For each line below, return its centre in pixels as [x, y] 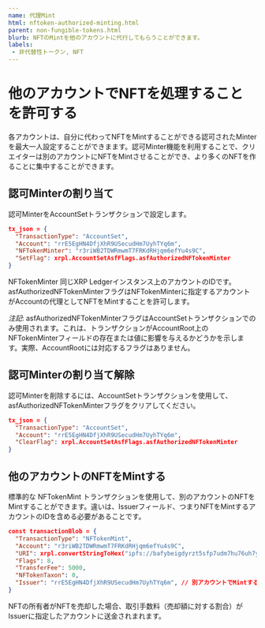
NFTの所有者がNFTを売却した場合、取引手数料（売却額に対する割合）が [125, 606]
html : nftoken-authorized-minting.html [74, 23]
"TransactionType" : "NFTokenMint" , [74, 538]
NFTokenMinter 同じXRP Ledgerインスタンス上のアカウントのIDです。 [122, 282]
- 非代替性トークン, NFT [48, 52]
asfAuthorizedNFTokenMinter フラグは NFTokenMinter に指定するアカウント [129, 292]
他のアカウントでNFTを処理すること [126, 93]
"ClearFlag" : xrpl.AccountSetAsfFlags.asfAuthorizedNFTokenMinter [127, 443]
